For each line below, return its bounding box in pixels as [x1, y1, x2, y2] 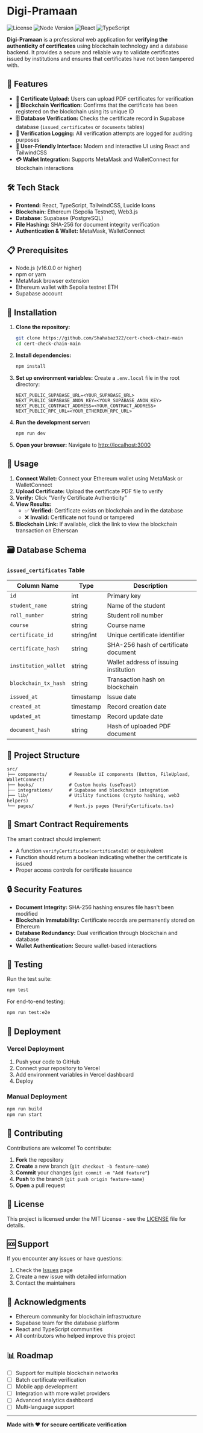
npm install [15, 363, 46, 369]
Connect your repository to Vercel [15, 1064, 100, 1071]
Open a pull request [15, 1182, 65, 1189]
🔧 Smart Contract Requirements [7, 819, 129, 830]
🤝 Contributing [7, 1129, 63, 1139]
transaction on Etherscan [15, 526, 78, 534]
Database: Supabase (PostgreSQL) [15, 214, 104, 221]
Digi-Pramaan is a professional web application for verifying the [7, 36, 168, 43]
